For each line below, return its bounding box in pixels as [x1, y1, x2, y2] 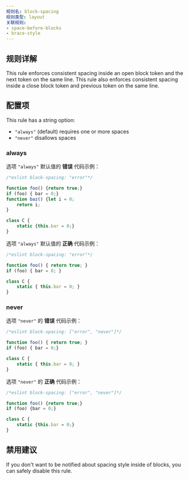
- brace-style [6, 31, 41, 36]
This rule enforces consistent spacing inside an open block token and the [6, 69, 184, 76]
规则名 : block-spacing [6, 8, 59, 15]
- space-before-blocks [6, 25, 62, 31]
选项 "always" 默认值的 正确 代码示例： [6, 240, 100, 247]
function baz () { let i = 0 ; [6, 196, 75, 202]
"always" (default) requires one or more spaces [14, 127, 129, 135]
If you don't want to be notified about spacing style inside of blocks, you [6, 461, 181, 468]
